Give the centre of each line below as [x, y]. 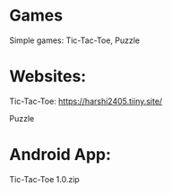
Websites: [48, 76]
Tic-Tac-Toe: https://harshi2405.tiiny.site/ [86, 101]
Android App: [60, 155]
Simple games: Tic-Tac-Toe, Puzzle [75, 40]
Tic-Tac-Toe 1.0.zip [45, 179]
